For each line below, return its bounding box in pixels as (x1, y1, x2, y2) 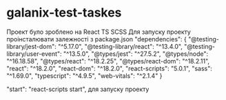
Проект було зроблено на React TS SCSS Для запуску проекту (6, 28, 191, 36)
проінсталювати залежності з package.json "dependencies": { (6, 34, 187, 43)
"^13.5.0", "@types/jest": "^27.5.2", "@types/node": (63, 50, 208, 58)
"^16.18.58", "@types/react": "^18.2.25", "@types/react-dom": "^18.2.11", (6, 57, 210, 65)
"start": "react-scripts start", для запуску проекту (6, 85, 150, 93)
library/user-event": (6, 50, 63, 58)
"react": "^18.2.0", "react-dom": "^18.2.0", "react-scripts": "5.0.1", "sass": (6, 64, 213, 72)
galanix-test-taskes (6, 5, 122, 21)
